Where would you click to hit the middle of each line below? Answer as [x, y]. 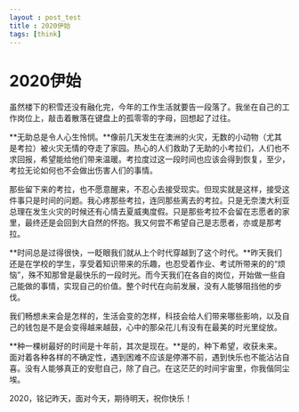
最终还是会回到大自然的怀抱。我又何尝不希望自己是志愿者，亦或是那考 [153, 222]
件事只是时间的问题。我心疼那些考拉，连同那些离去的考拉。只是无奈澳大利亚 [149, 200]
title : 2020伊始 [40, 26]
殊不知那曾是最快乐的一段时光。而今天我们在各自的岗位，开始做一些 [153, 275]
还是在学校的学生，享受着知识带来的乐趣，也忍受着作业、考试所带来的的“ [144, 264]
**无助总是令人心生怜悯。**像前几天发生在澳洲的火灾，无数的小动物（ [138, 137]
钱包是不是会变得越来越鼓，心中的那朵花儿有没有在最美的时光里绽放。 [153, 327]
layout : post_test [45, 17]
